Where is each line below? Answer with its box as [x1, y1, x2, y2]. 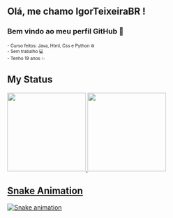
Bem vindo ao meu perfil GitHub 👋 [7, 27, 124, 36]
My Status [7, 73, 53, 86]
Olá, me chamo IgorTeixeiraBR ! [7, 6, 146, 17]
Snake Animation [7, 184, 84, 196]
